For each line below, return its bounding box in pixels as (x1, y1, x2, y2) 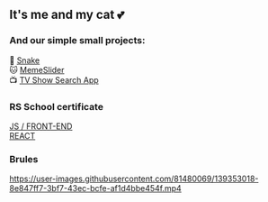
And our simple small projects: (9, 34, 146, 47)
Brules (9, 152, 39, 165)
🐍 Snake (9, 54, 40, 66)
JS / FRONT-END (9, 121, 73, 132)
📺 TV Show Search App (9, 74, 99, 85)
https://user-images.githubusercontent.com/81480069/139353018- (9, 173, 259, 184)
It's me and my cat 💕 (9, 7, 125, 23)
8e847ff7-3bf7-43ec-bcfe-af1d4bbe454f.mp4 (9, 183, 182, 194)
